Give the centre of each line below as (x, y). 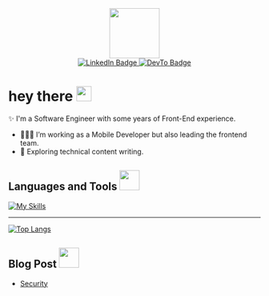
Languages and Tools (63, 187)
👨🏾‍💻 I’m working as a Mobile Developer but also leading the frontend (133, 134)
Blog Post (33, 264)
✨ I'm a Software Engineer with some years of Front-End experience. (122, 118)
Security (34, 283)
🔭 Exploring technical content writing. (82, 151)
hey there (41, 96)
